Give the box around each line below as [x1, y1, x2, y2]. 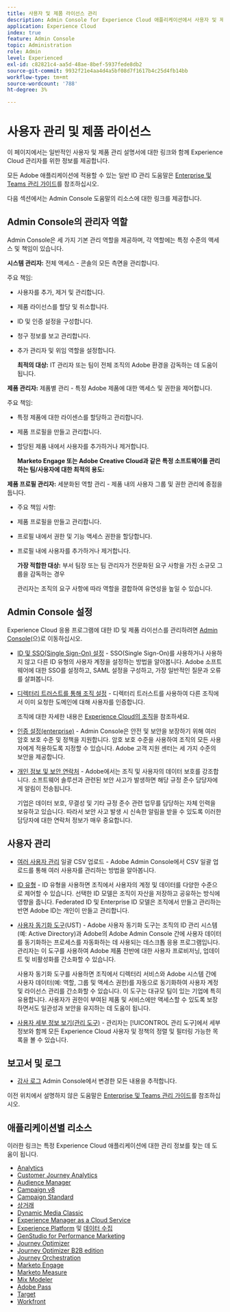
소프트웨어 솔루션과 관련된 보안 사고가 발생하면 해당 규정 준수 [31, 776, 194, 784]
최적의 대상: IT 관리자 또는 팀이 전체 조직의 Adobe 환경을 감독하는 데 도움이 [16, 360, 218, 369]
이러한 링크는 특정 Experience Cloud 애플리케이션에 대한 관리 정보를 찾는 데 [7, 1141, 211, 1150]
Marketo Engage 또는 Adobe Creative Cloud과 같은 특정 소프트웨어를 [16, 456, 208, 465]
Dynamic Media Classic [16, 1209, 84, 1217]
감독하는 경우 [29, 569, 65, 578]
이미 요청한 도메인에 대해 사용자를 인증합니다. [24, 697, 145, 706]
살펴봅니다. [24, 674, 55, 682]
